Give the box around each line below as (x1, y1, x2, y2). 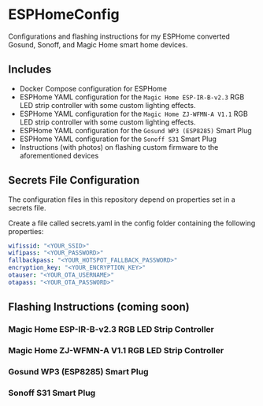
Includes (8, 63, 52, 76)
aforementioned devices (19, 151, 99, 160)
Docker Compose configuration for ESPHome (19, 84, 168, 93)
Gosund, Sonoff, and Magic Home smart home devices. (8, 39, 188, 49)
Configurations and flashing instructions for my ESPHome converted (8, 32, 231, 41)
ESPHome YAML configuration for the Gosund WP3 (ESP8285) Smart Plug (19, 125, 252, 135)
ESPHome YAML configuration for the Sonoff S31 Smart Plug (19, 134, 217, 143)
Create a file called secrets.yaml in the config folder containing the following (8, 218, 256, 228)
